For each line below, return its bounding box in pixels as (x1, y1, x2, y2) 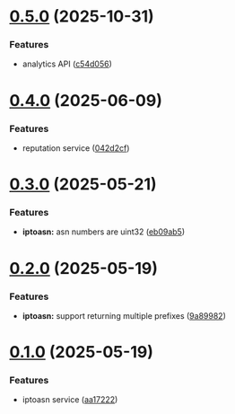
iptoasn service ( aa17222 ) (22, 394, 118, 405)
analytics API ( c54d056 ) (22, 58, 112, 69)
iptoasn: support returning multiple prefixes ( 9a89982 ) (22, 310, 226, 321)
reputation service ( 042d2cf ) (22, 142, 130, 154)
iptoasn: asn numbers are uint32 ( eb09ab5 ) (22, 226, 186, 237)
